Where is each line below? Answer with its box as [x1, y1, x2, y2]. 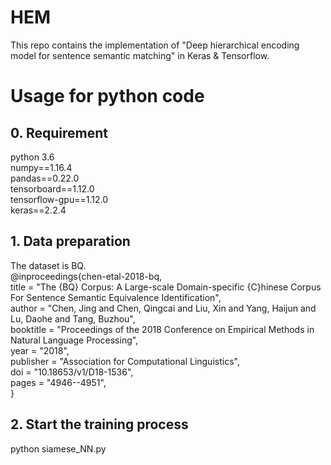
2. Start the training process [10, 416, 189, 433]
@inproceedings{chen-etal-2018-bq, [10, 270, 163, 282]
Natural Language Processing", [10, 334, 139, 346]
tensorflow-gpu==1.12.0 [10, 193, 108, 205]
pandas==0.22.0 [10, 172, 80, 184]
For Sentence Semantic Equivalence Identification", [10, 291, 222, 303]
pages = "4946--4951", [10, 376, 107, 388]
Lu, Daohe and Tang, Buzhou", [10, 312, 136, 325]
